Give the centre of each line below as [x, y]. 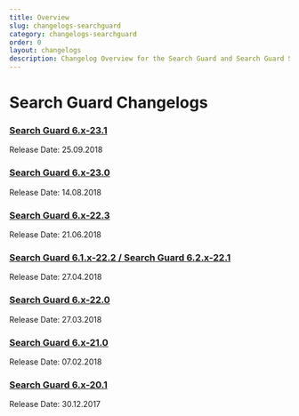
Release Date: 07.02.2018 [56, 362]
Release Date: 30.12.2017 [55, 404]
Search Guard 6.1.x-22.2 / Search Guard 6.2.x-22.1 [120, 257]
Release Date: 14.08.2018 [56, 192]
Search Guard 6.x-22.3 [60, 215]
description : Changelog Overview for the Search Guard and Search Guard [147, 59]
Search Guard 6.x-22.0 [60, 300]
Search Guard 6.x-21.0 [59, 342]
